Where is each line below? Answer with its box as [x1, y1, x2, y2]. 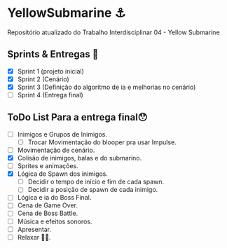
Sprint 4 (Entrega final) [17, 90, 84, 99]
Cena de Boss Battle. [17, 209, 78, 218]
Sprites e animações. [17, 162, 78, 170]
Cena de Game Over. [17, 201, 78, 209]
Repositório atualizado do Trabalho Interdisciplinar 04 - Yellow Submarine [7, 28, 220, 36]
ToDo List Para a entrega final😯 [7, 111, 148, 123]
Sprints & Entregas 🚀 [7, 48, 99, 60]
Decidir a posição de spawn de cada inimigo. [27, 186, 158, 194]
